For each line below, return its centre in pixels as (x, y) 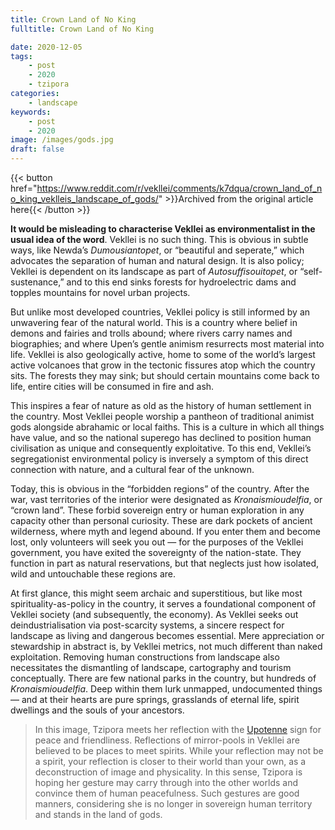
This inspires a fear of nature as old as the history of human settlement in (161, 405)
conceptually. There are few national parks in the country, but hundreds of (163, 678)
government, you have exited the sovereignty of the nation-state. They (156, 552)
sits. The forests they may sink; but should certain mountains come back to (165, 375)
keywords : (31, 112)
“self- (311, 271)
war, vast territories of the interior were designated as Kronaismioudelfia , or (166, 499)
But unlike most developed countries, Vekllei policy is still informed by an (160, 312)
